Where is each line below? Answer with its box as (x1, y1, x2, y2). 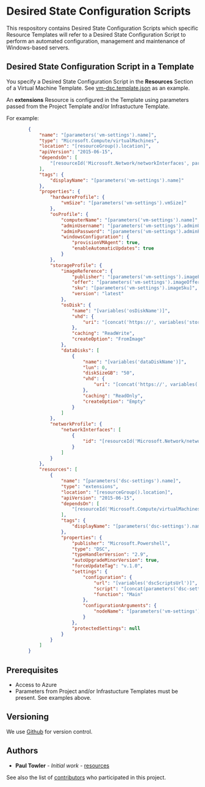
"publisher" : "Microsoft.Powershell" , (71, 540, 171, 547)
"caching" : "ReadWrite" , (71, 331, 135, 337)
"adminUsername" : (60, 223, 105, 229)
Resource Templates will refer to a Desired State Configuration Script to (6, 31, 186, 38)
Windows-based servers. (6, 44, 70, 51)
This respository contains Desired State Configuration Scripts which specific (6, 24, 199, 32)
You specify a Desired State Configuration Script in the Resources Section (6, 77, 193, 85)
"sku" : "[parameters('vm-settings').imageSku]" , (71, 285, 198, 291)
